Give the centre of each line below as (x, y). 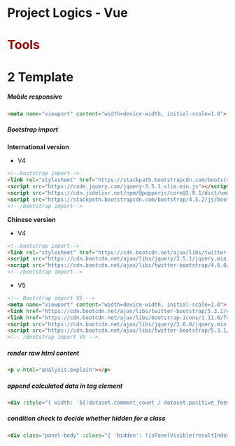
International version (38, 147)
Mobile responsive (35, 97)
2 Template (41, 77)
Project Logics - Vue (67, 13)
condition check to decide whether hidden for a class (86, 419)
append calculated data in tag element (65, 386)
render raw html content (43, 353)
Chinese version (31, 219)
